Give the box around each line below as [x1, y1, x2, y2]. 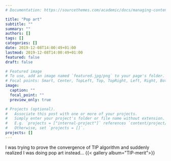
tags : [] [5, 36, 24, 41]
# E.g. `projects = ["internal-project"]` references [5, 121, 126, 126]
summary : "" [5, 26, 31, 31]
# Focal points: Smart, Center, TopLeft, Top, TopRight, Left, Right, [5, 78, 158, 83]
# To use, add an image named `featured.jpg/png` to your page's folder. [5, 74, 165, 79]
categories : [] [5, 40, 38, 46]
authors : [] [5, 31, 31, 36]
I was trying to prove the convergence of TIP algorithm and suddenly [5, 144, 150, 150]
